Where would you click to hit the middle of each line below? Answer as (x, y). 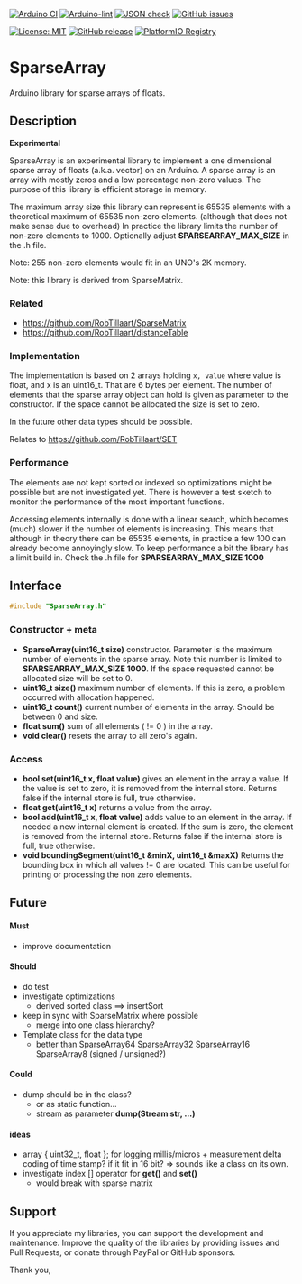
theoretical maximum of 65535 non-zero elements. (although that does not (148, 216)
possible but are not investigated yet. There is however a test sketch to (141, 492)
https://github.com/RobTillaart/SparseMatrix (104, 323)
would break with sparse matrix (94, 1183)
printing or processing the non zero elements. (107, 874)
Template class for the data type (82, 1034)
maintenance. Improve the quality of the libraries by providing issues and (145, 1242)
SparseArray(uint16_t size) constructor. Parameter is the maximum (147, 649)
